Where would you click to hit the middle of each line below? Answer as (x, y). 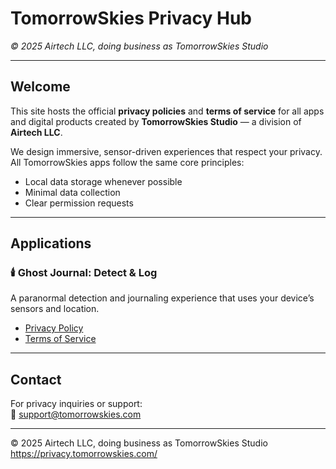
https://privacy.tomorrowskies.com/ (84, 454)
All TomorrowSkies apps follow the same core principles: (127, 162)
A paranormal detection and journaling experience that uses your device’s (162, 298)
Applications (51, 243)
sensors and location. (55, 309)
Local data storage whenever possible (103, 181)
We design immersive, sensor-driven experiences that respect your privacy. (166, 151)
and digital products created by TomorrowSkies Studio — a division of (156, 121)
